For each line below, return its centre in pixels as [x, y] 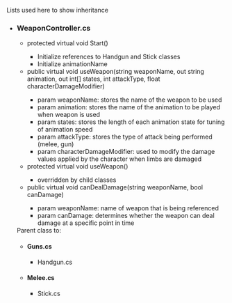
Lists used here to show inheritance [58, 10]
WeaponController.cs [53, 28]
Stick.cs [49, 293]
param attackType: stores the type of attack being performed [125, 137]
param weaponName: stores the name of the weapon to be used [130, 100]
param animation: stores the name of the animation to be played [129, 107]
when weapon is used [69, 115]
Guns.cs [40, 246]
